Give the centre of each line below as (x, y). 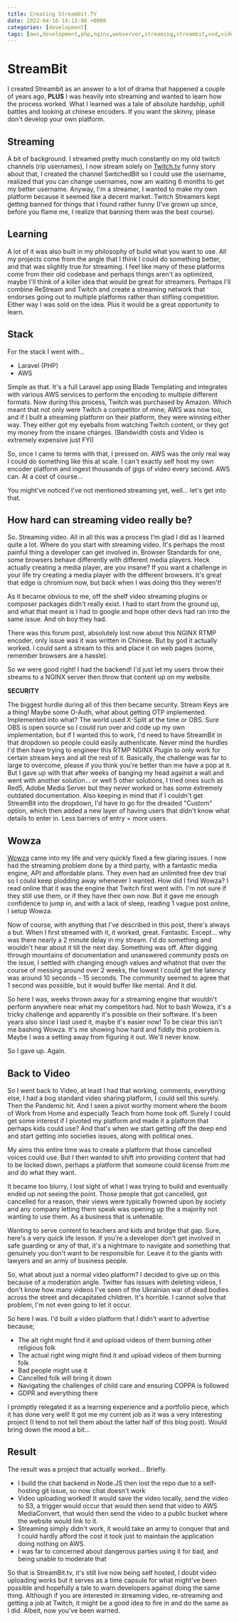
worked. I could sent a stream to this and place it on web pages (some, (111, 648)
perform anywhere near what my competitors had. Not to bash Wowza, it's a (119, 1007)
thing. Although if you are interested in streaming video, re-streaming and (115, 1595)
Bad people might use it (52, 1370)
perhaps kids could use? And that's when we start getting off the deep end (117, 1129)
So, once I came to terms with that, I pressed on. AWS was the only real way (119, 453)
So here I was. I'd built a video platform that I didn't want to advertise (108, 1319)
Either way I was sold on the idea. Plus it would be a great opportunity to (113, 304)
